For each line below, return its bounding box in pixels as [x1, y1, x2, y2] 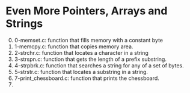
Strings [5, 17, 43, 30]
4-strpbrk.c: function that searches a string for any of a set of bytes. [14, 61, 184, 69]
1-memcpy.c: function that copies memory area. [14, 43, 133, 50]
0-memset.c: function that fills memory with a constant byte [14, 36, 164, 44]
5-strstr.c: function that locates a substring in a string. [14, 68, 149, 75]
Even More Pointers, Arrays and [5, 4, 168, 18]
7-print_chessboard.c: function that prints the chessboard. [14, 75, 160, 82]
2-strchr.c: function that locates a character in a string [14, 49, 149, 56]
